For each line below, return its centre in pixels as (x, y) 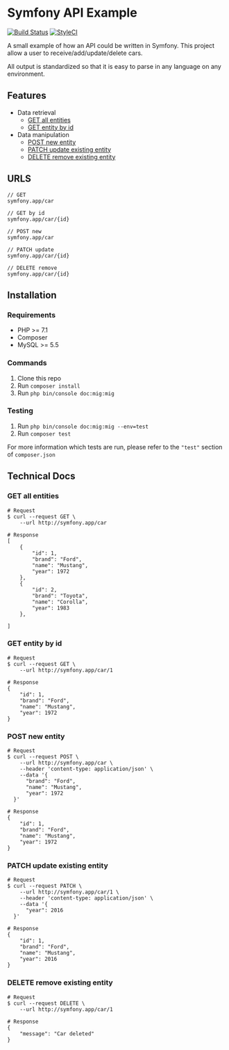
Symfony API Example (72, 13)
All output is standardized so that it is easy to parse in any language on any (114, 66)
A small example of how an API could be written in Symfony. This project (111, 45)
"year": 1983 (51, 608)
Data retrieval (36, 112)
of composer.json (31, 454)
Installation (32, 295)
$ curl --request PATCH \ (44, 886)
